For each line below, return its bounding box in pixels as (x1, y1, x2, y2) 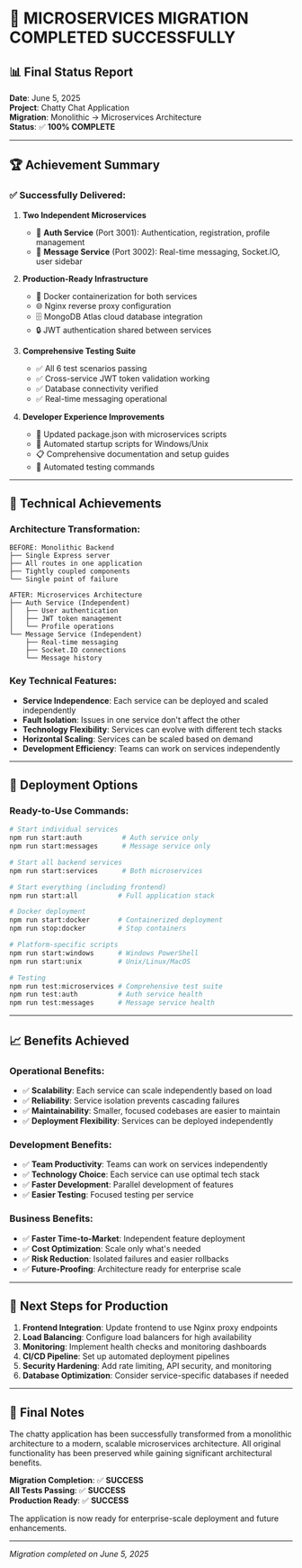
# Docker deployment (9, 907, 87, 916)
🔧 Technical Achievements (9, 496, 162, 512)
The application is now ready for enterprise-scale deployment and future (9, 1513, 280, 1524)
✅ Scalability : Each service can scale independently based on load (22, 1085, 272, 1096)
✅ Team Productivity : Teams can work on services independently (22, 1159, 268, 1170)
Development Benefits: (9, 1138, 112, 1151)
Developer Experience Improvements (22, 411, 164, 422)
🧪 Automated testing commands (35, 461, 155, 472)
